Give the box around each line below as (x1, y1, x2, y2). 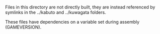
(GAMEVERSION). (5, 24, 42, 30)
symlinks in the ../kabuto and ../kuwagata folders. (5, 9, 106, 15)
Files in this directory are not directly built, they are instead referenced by (5, 4, 156, 10)
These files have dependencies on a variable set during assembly (5, 19, 140, 25)
